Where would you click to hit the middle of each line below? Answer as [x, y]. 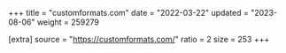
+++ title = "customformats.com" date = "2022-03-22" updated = [129, 13]
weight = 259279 [68, 22]
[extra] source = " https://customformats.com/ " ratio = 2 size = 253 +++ [139, 39]
